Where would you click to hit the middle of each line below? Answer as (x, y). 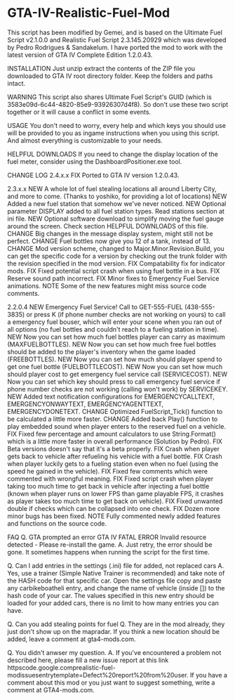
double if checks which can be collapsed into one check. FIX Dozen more (114, 508)
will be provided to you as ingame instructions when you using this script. (113, 133)
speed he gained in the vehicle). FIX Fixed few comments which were (108, 471)
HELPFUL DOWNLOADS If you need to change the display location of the (113, 154)
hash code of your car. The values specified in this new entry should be (111, 595)
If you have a (209, 675)
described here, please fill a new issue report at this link (88, 660)
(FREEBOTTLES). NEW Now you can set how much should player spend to (115, 359)
